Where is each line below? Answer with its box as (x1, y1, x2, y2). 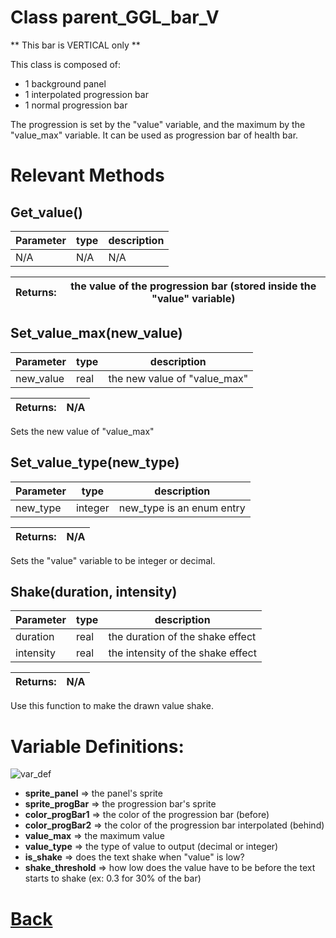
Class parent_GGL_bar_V (10, 6, 220, 29)
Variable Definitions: (10, 735, 185, 758)
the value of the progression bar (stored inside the (70, 279, 317, 293)
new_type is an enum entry (118, 501, 246, 515)
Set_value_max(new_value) (10, 325, 183, 342)
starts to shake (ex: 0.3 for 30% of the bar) (24, 872, 202, 885)
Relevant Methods (10, 164, 165, 187)
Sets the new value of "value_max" (10, 425, 155, 437)
